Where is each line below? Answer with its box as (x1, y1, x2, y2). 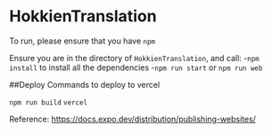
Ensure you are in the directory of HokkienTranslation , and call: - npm (9, 52, 260, 63)
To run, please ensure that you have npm (9, 35, 156, 46)
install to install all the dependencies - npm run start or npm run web (9, 62, 263, 73)
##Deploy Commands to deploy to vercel (9, 79, 161, 90)
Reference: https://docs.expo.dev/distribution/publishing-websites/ (9, 113, 257, 124)
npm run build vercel (9, 98, 87, 107)
